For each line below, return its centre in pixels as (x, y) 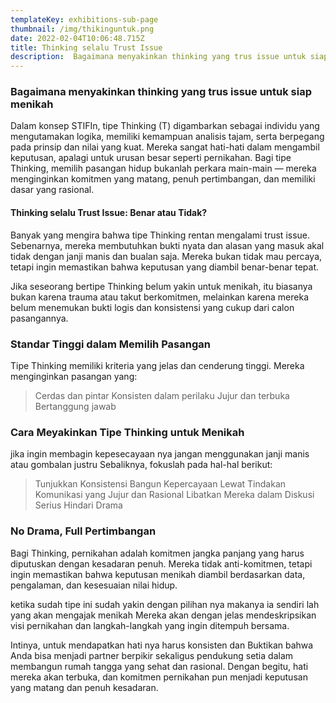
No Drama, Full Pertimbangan (83, 531)
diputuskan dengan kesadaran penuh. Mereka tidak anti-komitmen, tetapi (161, 563)
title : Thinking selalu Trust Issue (86, 47)
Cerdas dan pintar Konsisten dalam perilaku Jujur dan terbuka (162, 395)
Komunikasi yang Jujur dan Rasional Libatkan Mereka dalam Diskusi (174, 495)
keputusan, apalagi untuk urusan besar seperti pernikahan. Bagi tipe (151, 158)
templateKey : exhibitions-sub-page (84, 19)
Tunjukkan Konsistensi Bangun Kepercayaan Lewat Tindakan (160, 484)
